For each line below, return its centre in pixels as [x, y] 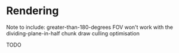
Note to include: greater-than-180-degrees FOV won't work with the [89, 27]
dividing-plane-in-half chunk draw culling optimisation [73, 33]
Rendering [33, 11]
